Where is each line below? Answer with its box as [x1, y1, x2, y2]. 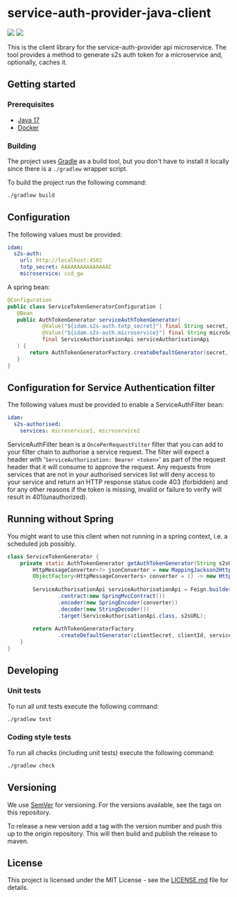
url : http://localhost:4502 [20, 257, 102, 264]
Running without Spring [7, 513, 114, 525]
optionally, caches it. [7, 58, 68, 66]
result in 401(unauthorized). [7, 493, 88, 501]
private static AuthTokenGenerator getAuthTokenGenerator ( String [20, 560, 217, 567]
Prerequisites [7, 100, 54, 110]
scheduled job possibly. [7, 539, 76, 548]
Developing [7, 664, 59, 676]
